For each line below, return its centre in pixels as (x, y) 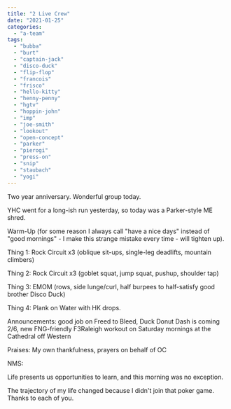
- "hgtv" (26, 105)
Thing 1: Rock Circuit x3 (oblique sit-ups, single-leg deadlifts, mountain (110, 252)
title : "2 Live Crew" (39, 14)
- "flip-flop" (34, 72)
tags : (15, 40)
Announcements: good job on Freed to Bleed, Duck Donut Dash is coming (114, 321)
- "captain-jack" (39, 60)
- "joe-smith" (34, 124)
